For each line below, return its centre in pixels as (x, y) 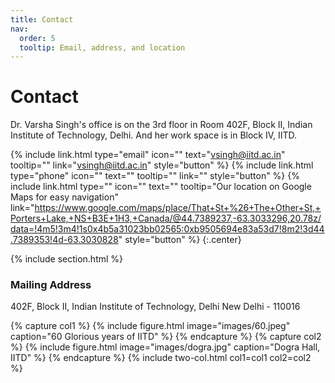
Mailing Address (51, 285)
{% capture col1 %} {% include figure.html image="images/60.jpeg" (150, 326)
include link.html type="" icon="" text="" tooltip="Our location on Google (161, 187)
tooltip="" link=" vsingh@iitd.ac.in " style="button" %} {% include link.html (162, 165)
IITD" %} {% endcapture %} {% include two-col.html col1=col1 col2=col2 (161, 358)
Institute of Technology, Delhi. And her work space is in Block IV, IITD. (154, 135)
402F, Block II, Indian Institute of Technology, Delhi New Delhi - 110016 (155, 307)
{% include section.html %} (67, 259)
